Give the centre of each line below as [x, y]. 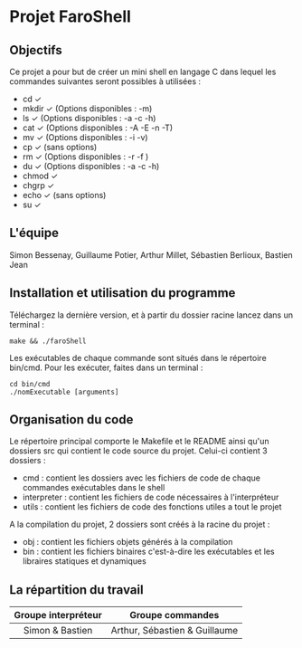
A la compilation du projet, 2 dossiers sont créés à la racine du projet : [140, 524]
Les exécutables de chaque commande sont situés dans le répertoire [138, 357]
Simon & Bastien [58, 631]
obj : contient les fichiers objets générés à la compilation [127, 542]
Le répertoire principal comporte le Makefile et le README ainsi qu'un [139, 442]
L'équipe [34, 233]
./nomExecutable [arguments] [64, 392]
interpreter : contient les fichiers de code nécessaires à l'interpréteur [151, 497]
